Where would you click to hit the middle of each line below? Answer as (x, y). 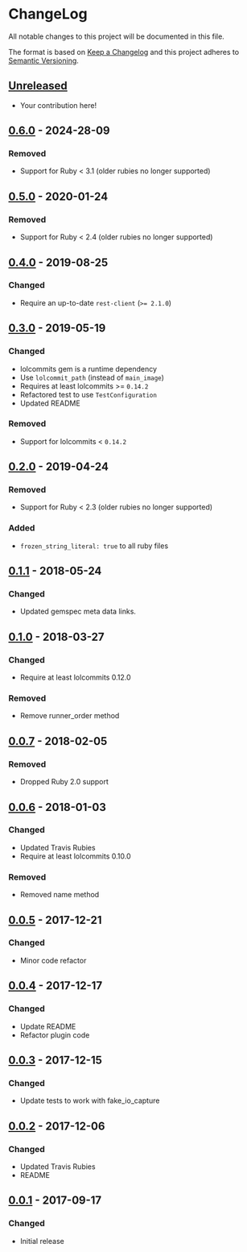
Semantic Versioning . (43, 60)
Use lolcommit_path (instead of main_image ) (92, 377)
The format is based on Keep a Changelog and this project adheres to (124, 52)
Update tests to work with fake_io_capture (90, 1100)
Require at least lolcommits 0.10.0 (75, 856)
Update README (48, 1026)
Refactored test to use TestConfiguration (88, 394)
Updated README (50, 403)
